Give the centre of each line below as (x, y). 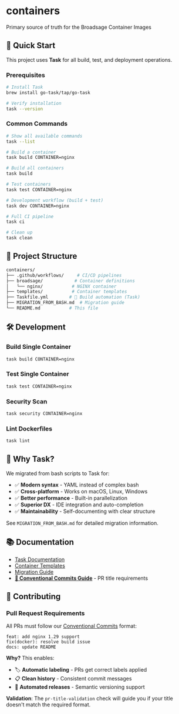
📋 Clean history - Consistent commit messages (73, 679)
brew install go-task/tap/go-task (48, 92)
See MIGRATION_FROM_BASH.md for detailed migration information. (82, 523)
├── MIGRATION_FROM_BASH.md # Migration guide (65, 303)
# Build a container (31, 152)
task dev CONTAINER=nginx (38, 206)
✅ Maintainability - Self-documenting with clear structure (85, 511)
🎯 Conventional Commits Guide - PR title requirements (81, 578)
